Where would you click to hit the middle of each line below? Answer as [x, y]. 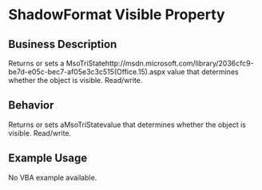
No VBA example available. [53, 177]
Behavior [31, 105]
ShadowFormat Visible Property [117, 15]
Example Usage [48, 158]
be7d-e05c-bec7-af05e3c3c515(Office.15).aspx [87, 72]
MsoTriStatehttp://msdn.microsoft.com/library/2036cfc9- [160, 63]
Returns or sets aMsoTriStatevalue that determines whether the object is [127, 125]
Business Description [63, 44]
